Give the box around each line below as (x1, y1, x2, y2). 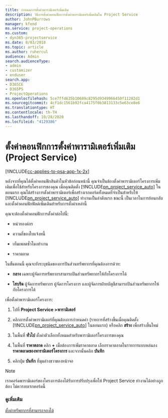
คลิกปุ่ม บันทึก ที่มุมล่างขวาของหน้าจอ (12, 358, 74, 364)
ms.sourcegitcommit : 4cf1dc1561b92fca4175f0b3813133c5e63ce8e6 (5, 101, 140, 106)
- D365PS (5, 86, 24, 92)
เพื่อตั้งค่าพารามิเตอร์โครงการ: (5, 296, 54, 302)
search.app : (5, 77, 30, 82)
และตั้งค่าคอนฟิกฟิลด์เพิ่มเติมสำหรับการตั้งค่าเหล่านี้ (5, 200, 87, 206)
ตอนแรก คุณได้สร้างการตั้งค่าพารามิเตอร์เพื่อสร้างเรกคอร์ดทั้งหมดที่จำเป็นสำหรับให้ (5, 189, 138, 195)
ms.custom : (5, 31, 28, 36)
